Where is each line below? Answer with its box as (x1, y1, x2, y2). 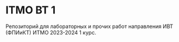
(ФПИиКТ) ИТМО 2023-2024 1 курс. (5, 29, 97, 36)
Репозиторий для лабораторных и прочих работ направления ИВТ (5, 23, 174, 30)
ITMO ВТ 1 (5, 3, 56, 17)
